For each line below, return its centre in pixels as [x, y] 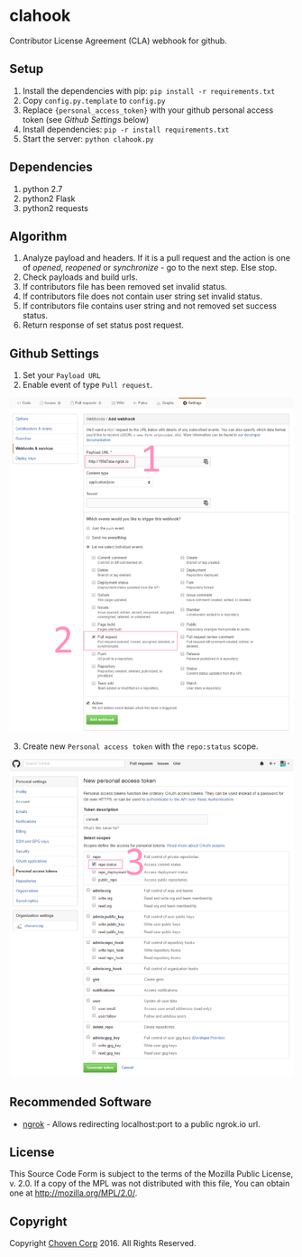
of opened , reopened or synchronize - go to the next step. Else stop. [150, 268]
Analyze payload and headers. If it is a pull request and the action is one [156, 258]
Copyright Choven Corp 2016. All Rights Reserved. [103, 1243]
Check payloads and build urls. [80, 277]
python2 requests [55, 208]
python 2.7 [42, 189]
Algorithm [38, 236]
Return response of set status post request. [103, 325]
